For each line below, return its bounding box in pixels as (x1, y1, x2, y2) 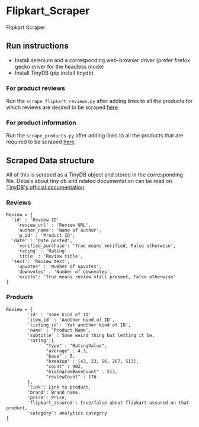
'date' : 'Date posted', (11, 238, 73, 244)
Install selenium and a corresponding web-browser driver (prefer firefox (14, 56, 191, 63)
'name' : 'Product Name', (27, 327, 92, 333)
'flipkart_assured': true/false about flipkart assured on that (27, 400, 190, 406)
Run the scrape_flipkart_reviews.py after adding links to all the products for (6, 98, 193, 105)
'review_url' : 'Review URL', (17, 222, 92, 229)
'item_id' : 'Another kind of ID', (27, 317, 115, 323)
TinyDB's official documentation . (6, 184, 86, 191)
